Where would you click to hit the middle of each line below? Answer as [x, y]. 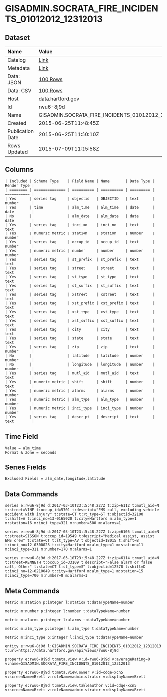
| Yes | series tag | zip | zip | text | [80, 347]
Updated [18, 152]
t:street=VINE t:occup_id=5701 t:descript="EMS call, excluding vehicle [82, 510]
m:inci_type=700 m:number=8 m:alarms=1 [46, 576]
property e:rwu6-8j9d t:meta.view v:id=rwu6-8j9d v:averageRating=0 [78, 659]
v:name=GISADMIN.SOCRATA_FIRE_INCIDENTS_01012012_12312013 [68, 664]
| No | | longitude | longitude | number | [80, 364]
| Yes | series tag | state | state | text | [80, 338]
